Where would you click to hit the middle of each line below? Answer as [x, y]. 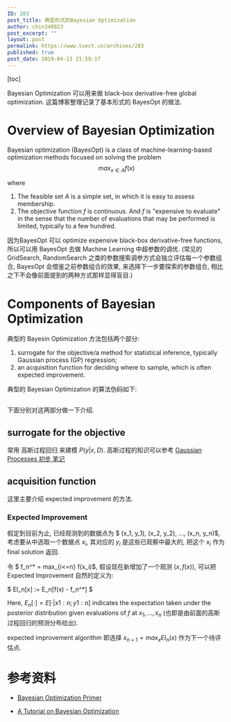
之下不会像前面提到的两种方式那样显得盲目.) [70, 275]
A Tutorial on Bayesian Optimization [68, 712]
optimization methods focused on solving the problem [84, 157]
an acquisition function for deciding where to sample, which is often [114, 368]
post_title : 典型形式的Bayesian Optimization [71, 20]
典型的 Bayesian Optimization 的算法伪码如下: [72, 389]
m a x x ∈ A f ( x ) [117, 169]
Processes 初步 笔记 [36, 459]
